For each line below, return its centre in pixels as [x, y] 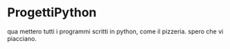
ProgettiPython [52, 13]
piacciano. [22, 38]
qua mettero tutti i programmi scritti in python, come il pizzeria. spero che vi [115, 31]
